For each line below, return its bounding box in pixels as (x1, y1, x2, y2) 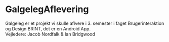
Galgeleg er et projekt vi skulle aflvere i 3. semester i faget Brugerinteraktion (5, 20, 164, 26)
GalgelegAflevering (5, 4, 89, 15)
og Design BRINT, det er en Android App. (5, 25, 91, 31)
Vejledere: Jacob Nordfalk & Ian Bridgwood (5, 31, 95, 37)
